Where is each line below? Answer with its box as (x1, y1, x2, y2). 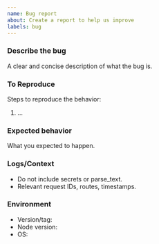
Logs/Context (7, 159, 55, 169)
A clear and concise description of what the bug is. (7, 62, 153, 70)
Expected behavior (7, 126, 73, 136)
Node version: (17, 222, 57, 231)
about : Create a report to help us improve (7, 17, 135, 24)
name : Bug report (7, 10, 57, 17)
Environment (7, 200, 52, 209)
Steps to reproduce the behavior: (7, 95, 102, 103)
